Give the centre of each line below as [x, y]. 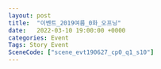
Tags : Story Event [38, 45]
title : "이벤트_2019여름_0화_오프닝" [65, 23]
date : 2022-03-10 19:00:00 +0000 [67, 30]
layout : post [30, 15]
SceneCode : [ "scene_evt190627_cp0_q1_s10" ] [81, 52]
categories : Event [38, 38]
